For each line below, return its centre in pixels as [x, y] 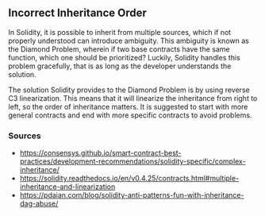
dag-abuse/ [39, 204]
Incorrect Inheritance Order [77, 13]
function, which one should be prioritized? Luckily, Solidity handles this [124, 57]
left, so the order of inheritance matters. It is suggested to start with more [128, 106]
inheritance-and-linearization [67, 187]
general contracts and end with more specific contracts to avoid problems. [130, 115]
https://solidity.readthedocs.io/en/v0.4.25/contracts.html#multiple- [129, 179]
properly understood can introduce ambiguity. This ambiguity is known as [129, 40]
